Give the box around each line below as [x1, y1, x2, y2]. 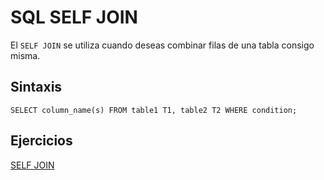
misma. [10, 49, 41, 61]
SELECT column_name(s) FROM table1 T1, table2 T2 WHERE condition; [10, 105, 298, 115]
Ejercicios [10, 132, 73, 150]
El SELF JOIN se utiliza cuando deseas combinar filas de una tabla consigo [10, 39, 315, 51]
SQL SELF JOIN [10, 6, 138, 29]
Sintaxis [10, 79, 63, 96]
